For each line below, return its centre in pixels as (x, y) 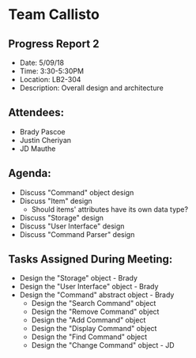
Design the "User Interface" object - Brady (89, 287)
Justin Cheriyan (45, 140)
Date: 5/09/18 (42, 62)
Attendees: (36, 113)
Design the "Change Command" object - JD (103, 345)
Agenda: (30, 173)
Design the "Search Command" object (94, 303)
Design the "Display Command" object (94, 329)
